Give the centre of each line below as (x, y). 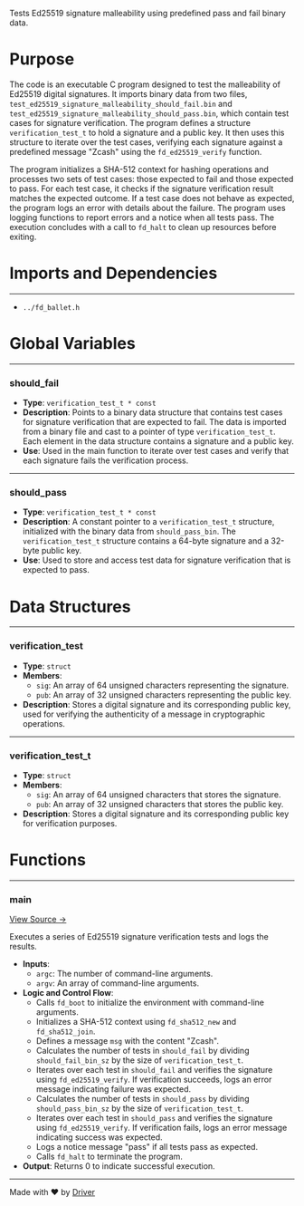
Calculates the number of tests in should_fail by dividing (142, 1051)
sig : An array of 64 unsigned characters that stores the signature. (159, 794)
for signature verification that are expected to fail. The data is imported (154, 422)
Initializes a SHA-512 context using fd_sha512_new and (136, 1022)
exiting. (23, 236)
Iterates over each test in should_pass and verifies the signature (154, 1118)
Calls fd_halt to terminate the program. (109, 1157)
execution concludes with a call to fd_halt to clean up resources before (143, 227)
